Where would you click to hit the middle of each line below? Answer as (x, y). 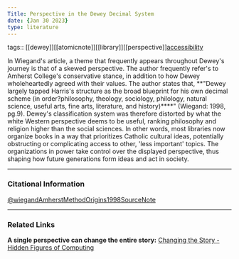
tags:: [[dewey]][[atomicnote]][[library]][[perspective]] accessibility (106, 48)
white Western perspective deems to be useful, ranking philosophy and (112, 121)
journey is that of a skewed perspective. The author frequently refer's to (113, 69)
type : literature (33, 27)
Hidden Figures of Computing (51, 247)
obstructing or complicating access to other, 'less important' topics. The (113, 144)
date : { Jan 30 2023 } (38, 21)
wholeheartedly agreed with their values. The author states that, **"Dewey (117, 84)
